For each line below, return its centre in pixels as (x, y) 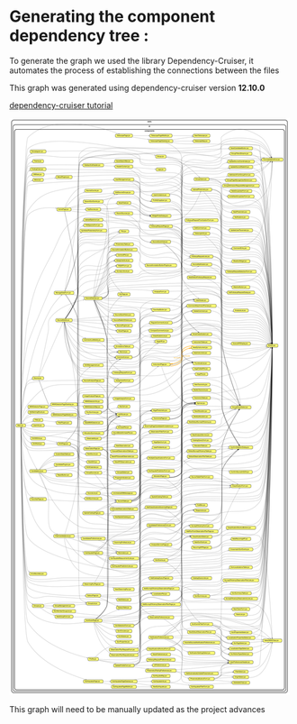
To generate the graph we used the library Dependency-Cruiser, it (131, 60)
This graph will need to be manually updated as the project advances (137, 709)
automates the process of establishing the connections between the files (144, 70)
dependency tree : (79, 36)
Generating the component (112, 17)
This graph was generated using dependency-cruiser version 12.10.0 (137, 87)
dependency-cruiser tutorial (61, 105)
